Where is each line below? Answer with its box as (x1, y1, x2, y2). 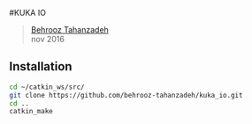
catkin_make (9, 107, 53, 116)
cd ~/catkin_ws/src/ (9, 83, 86, 91)
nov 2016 (30, 34, 65, 44)
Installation (9, 59, 73, 74)
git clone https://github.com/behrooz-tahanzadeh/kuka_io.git (9, 91, 243, 99)
